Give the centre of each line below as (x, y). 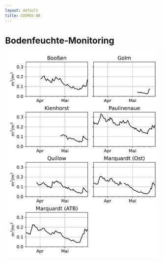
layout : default (22, 10)
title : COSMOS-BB (23, 15)
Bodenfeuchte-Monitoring (60, 41)
